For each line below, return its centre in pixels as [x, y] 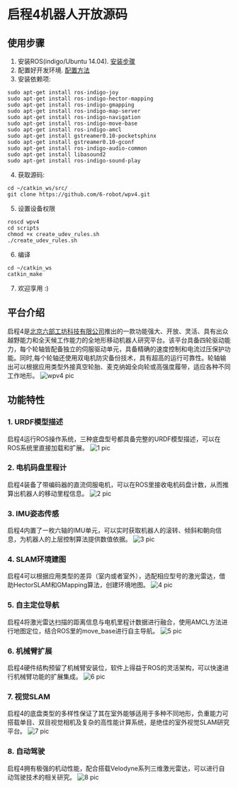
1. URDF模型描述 [35, 422]
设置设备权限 [36, 209]
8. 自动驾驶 [26, 751]
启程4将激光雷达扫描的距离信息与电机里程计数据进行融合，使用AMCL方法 [114, 622]
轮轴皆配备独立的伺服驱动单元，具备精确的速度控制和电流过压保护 [128, 349]
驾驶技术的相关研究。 [44, 777]
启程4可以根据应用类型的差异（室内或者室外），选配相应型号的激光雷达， [113, 576]
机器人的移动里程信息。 [54, 493]
